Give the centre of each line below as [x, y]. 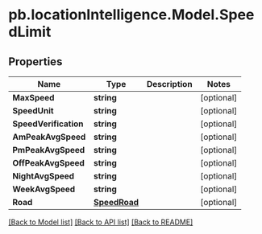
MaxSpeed [33, 98]
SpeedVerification [48, 124]
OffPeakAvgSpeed [48, 163]
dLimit [30, 32]
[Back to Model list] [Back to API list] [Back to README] [101, 222]
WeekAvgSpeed [44, 189]
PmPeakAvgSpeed [49, 150]
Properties [35, 62]
